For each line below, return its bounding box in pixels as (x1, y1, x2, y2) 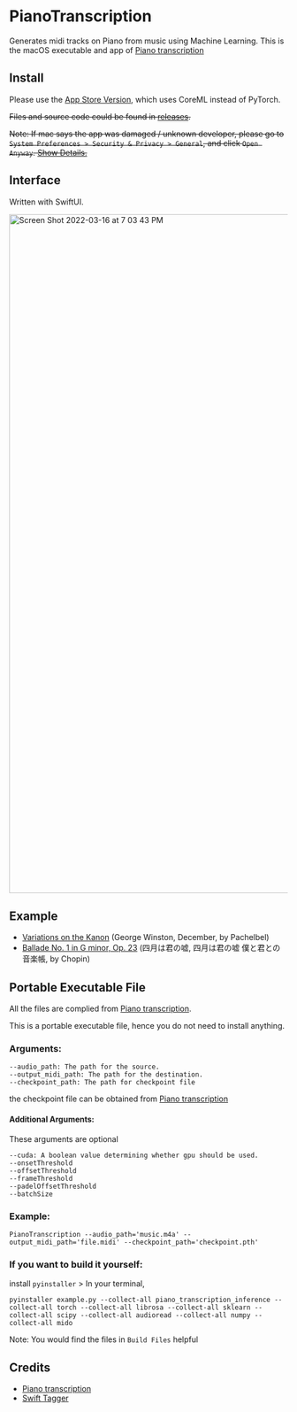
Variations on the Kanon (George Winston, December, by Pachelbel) (21, 932, 270, 943)
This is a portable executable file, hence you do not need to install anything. (9, 1021, 286, 1031)
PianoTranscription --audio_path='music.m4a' (9, 1230, 179, 1238)
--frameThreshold (9, 1174, 73, 1183)
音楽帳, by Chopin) (21, 953, 91, 964)
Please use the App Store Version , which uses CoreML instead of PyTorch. (9, 94, 281, 104)
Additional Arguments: (9, 1114, 95, 1125)
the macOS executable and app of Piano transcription (9, 44, 205, 55)
